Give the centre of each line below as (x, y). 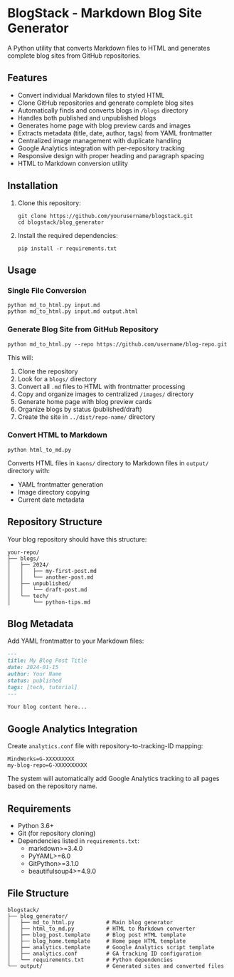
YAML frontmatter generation (60, 484)
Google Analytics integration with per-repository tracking (101, 148)
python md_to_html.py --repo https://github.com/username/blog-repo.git (117, 344)
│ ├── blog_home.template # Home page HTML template (97, 941)
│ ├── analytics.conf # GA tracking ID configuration (105, 953)
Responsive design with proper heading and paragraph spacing (111, 155)
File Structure (38, 893)
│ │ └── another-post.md (50, 577)
